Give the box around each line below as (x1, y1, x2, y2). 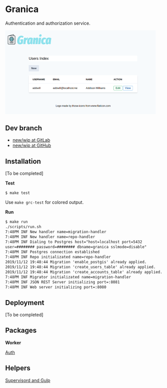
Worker (5, 339, 22, 345)
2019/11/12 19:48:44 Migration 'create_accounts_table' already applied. (5, 270, 163, 275)
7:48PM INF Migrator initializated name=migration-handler (5, 275, 131, 280)
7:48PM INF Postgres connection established (5, 250, 100, 255)
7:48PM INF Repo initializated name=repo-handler (5, 255, 111, 260)
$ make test (5, 190, 30, 196)
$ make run (5, 220, 28, 225)
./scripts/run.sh (5, 225, 42, 230)
